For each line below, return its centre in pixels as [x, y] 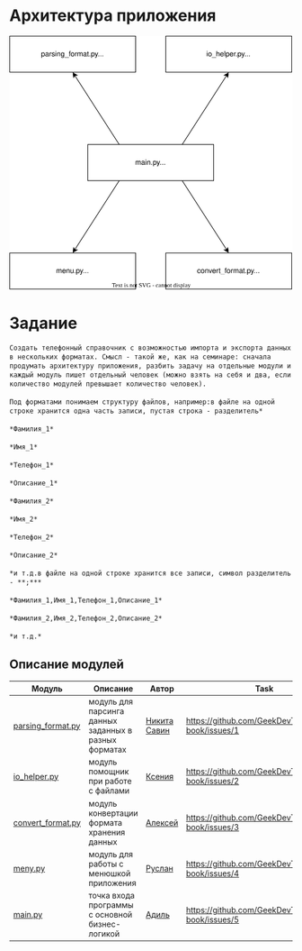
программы [111, 905]
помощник [109, 772]
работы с [106, 864]
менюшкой [110, 873]
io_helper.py [36, 776]
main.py [28, 915]
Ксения [160, 776]
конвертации [113, 813]
